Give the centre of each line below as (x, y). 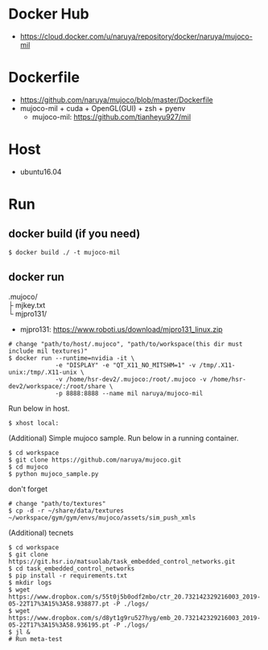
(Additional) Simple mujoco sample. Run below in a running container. (124, 438)
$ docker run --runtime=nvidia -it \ (72, 358)
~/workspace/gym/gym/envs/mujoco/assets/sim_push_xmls (102, 518)
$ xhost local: (34, 423)
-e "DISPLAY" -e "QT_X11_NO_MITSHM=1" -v (126, 365)
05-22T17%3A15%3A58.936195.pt (59, 625)
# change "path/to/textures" (57, 503)
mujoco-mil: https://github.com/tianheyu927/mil (111, 117)
